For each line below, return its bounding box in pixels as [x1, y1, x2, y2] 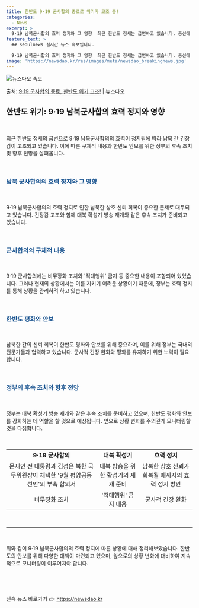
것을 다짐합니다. [6, 425, 43, 432]
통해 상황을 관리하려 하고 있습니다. [12, 287, 92, 294]
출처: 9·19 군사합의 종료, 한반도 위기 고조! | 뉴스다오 [6, 87, 126, 95]
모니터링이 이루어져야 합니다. [21, 559, 89, 566]
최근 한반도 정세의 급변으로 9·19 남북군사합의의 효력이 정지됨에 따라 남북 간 [6, 135, 179, 142]
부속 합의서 [46, 480, 76, 488]
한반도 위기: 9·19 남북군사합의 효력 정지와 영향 [6, 107, 165, 117]
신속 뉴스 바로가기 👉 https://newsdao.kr [6, 595, 103, 602]
